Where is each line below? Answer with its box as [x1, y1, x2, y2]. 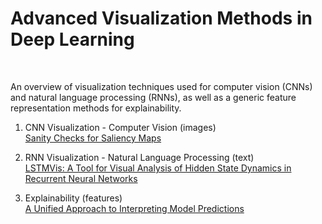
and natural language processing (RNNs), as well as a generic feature [10, 91, 297, 103]
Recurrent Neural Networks [24, 172, 138, 184]
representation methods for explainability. [10, 102, 182, 114]
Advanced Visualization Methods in [10, 7, 313, 30]
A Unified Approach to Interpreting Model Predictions [24, 202, 245, 214]
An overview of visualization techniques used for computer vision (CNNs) [10, 80, 313, 92]
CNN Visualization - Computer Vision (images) [24, 121, 217, 133]
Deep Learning [10, 28, 135, 51]
